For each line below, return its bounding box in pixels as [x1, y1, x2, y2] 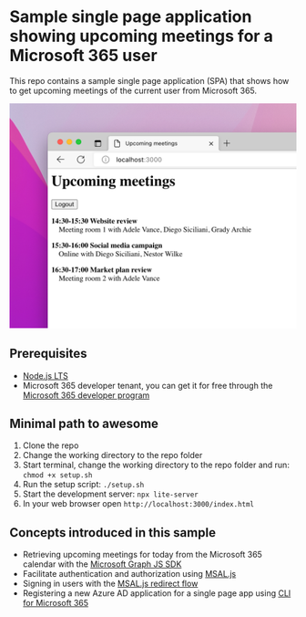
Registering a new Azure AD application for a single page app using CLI [22, 588, 291, 599]
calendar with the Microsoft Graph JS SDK [22, 559, 182, 570]
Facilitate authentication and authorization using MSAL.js [22, 569, 237, 580]
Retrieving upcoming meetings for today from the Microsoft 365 [22, 549, 262, 560]
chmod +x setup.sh [22, 471, 93, 480]
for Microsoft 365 [22, 598, 89, 609]
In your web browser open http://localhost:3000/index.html [22, 498, 255, 509]
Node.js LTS [22, 370, 68, 381]
